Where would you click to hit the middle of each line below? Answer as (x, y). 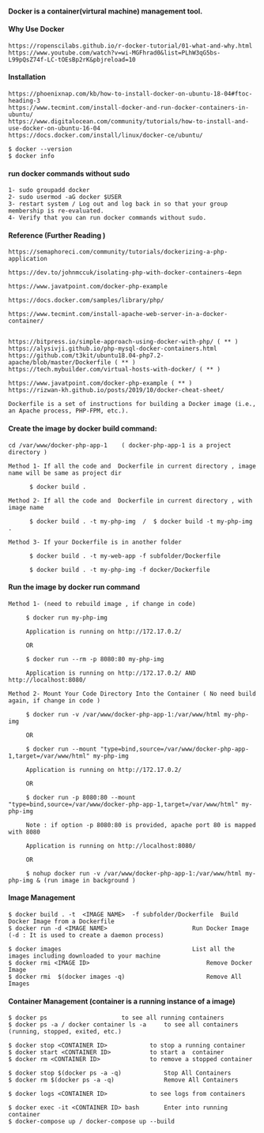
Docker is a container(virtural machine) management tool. (106, 11)
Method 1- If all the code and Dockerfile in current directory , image (132, 466)
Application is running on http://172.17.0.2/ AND (111, 673)
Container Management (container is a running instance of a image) (122, 1001)
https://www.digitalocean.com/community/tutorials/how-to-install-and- (128, 122)
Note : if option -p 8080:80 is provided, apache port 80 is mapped (141, 825)
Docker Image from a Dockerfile (61, 922)
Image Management (42, 898)
